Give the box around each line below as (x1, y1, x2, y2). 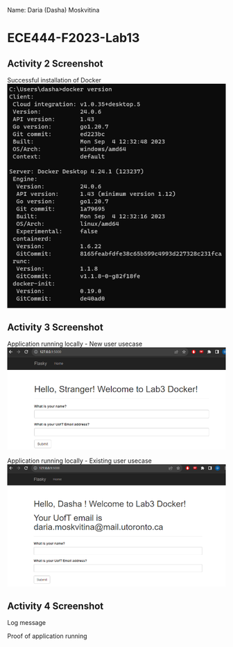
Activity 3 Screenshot (7, 321, 104, 333)
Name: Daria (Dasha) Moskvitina (7, 6, 100, 14)
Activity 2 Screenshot (7, 57, 103, 69)
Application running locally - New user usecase (7, 339, 143, 348)
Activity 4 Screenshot (7, 600, 104, 612)
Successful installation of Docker (7, 76, 102, 84)
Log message (7, 618, 46, 626)
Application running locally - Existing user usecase (7, 457, 153, 465)
